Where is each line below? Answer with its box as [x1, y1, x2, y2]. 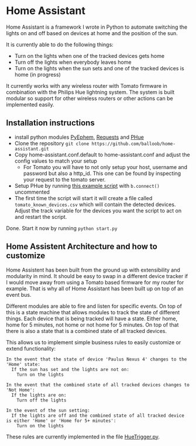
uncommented [14, 188, 50, 195]
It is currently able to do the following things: [6, 41, 114, 48]
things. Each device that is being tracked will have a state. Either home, [6, 315, 178, 322]
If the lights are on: [11, 392, 67, 398]
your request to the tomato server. [23, 176, 106, 183]
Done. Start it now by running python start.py [6, 224, 118, 232]
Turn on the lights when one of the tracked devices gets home [14, 52, 165, 59]
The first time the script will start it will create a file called [14, 194, 153, 201]
